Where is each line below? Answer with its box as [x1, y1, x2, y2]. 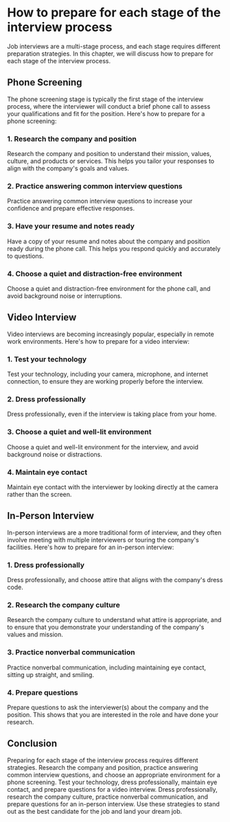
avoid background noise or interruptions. [7, 291, 122, 300]
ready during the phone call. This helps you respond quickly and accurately [7, 244, 221, 252]
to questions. [7, 252, 45, 260]
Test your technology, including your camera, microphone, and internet [7, 370, 208, 379]
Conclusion [7, 737, 58, 750]
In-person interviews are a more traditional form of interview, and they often [7, 528, 222, 537]
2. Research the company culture [7, 600, 120, 610]
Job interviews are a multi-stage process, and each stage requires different [7, 42, 221, 50]
